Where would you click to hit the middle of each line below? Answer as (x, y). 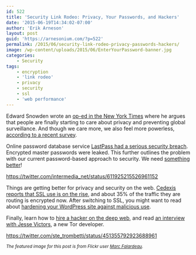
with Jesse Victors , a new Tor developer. (55, 224)
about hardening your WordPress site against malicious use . (79, 206)
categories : (21, 55)
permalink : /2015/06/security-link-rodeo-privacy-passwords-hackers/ (93, 45)
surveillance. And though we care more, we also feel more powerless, (90, 128)
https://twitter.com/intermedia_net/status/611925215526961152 (82, 176)
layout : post (22, 34)
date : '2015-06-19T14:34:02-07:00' (50, 22)
